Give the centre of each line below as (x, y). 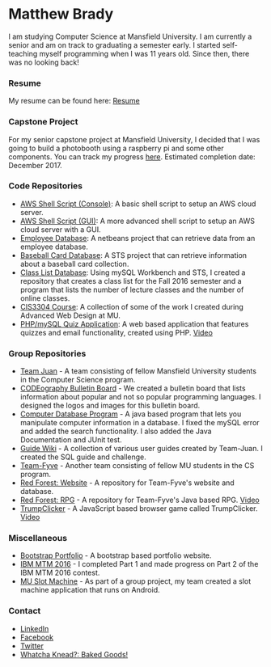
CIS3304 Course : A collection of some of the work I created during (132, 306)
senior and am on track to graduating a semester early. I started (114, 44)
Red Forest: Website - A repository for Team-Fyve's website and (127, 483)
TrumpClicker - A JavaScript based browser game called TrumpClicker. (139, 509)
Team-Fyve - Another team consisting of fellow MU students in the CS (137, 466)
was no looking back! (44, 62)
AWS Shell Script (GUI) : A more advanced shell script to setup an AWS (137, 221)
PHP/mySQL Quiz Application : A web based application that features (134, 323)
